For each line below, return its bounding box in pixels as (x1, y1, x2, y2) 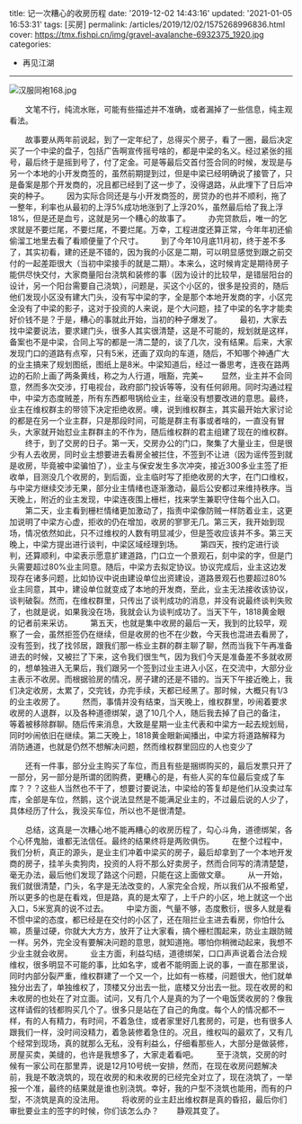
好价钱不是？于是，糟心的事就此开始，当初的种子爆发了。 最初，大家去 (9, 314, 288, 325)
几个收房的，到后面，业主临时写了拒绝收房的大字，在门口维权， (56, 471, 293, 482)
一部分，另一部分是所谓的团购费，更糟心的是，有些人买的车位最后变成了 (9, 772, 277, 782)
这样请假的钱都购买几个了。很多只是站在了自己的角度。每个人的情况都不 (9, 1004, 277, 1014)
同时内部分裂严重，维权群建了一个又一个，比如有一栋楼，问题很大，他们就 (9, 970, 285, 981)
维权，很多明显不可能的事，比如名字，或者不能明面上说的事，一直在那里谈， (9, 959, 293, 969)
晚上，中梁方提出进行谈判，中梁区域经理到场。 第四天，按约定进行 (9, 539, 271, 549)
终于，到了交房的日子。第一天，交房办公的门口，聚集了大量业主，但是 (25, 438, 285, 448)
